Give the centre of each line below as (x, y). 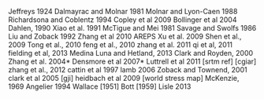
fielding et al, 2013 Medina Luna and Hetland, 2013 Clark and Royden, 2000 (131, 53)
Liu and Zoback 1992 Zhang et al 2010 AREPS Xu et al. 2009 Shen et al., (125, 36)
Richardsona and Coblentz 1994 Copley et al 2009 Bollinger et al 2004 (123, 20)
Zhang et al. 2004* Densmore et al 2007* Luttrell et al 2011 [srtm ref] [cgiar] (132, 61)
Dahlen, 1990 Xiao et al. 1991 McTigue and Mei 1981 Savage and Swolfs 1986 (132, 28)
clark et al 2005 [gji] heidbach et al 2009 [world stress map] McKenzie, (124, 78)
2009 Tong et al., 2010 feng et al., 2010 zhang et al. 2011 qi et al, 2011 (121, 45)
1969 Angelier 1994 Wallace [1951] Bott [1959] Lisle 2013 (100, 86)
